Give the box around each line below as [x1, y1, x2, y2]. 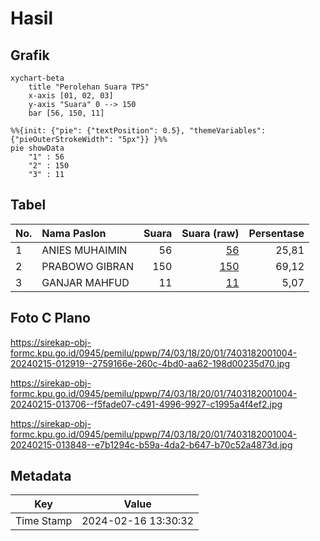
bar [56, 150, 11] [28, 108, 105, 118]
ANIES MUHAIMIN [41, 243, 128, 257]
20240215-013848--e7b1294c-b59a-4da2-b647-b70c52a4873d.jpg [10, 438, 293, 451]
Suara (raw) [181, 226, 240, 240]
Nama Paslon [41, 226, 107, 240]
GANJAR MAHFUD [41, 275, 130, 289]
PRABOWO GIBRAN [41, 259, 134, 273]
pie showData [10, 143, 65, 153]
